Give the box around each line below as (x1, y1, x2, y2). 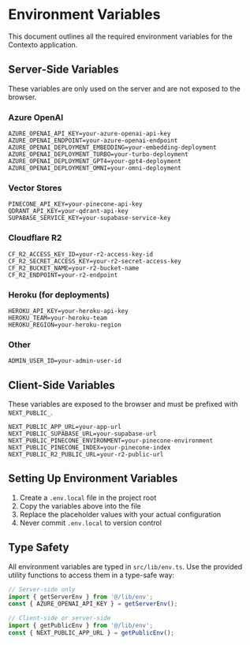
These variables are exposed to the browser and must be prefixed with (8, 400, 238, 409)
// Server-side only (8, 585, 76, 593)
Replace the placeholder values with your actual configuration (19, 509, 222, 519)
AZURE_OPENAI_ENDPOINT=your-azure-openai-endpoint (8, 136, 178, 145)
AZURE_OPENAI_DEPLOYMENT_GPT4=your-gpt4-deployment (8, 158, 181, 166)
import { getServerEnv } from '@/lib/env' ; (8, 593, 154, 601)
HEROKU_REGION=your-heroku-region (8, 321, 122, 329)
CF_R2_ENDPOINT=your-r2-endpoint (8, 270, 118, 279)
